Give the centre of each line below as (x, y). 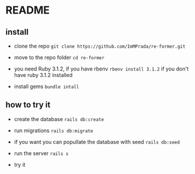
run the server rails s (41, 153)
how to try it (28, 105)
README (28, 10)
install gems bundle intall (47, 86)
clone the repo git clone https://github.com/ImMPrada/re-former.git (100, 46)
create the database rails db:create (59, 119)
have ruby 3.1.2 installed (43, 75)
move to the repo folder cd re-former (59, 57)
